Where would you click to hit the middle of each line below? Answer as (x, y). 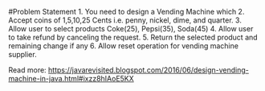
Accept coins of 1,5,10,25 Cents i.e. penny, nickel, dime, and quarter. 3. (125, 20)
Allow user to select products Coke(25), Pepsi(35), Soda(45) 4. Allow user (131, 29)
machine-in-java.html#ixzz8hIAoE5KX (71, 79)
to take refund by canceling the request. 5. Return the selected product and (133, 37)
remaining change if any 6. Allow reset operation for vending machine (124, 46)
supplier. (23, 54)
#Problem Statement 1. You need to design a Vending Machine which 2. (126, 12)
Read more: (27, 70)
